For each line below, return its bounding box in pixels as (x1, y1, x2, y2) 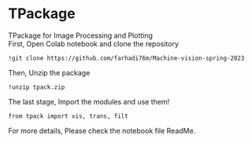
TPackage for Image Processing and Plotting (8, 31, 154, 40)
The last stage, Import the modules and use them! (8, 97, 170, 106)
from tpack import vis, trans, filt (8, 112, 128, 120)
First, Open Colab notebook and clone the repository (8, 38, 180, 48)
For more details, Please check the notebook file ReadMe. (8, 126, 196, 135)
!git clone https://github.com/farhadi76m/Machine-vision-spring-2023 (8, 54, 245, 62)
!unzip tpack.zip (8, 83, 65, 91)
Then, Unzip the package (8, 68, 91, 77)
